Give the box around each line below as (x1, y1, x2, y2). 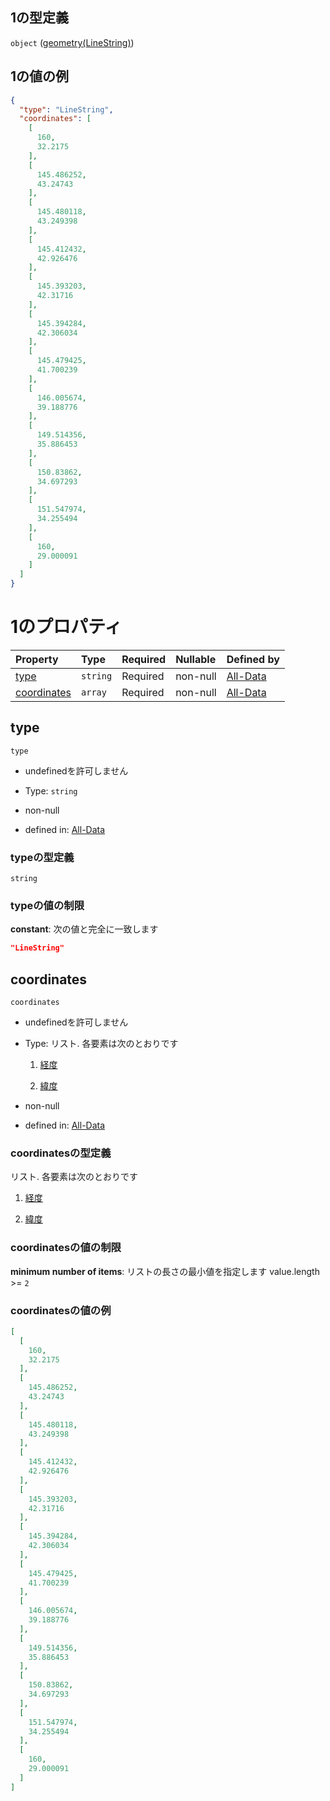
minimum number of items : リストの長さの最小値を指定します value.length (10, 1265, 320, 1277)
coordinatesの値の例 (10, 1303, 112, 1317)
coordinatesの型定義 (10, 1146, 112, 1160)
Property (15, 652, 59, 666)
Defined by (226, 652, 280, 666)
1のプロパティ (10, 616, 123, 638)
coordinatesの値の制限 (10, 1241, 122, 1255)
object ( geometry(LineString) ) (10, 36, 135, 48)
